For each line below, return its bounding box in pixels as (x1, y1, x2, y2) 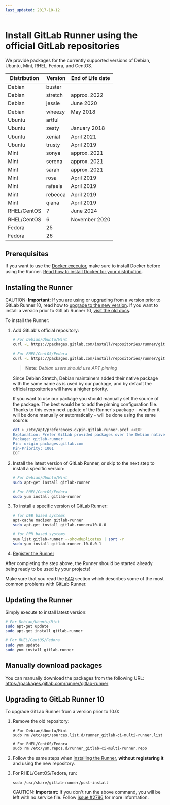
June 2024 (71, 207, 97, 214)
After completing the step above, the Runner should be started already (5, 560, 153, 566)
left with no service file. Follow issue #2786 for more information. (12, 794, 149, 800)
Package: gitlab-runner (12, 437, 63, 442)
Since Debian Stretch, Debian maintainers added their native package (12, 375, 158, 381)
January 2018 (71, 124, 105, 131)
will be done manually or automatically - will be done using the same (12, 412, 156, 418)
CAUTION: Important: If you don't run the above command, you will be (12, 789, 161, 795)
